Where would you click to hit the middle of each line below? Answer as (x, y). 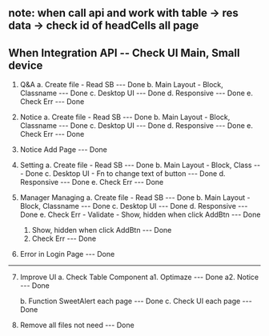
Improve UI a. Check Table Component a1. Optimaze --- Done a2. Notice (139, 277)
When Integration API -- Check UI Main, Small (124, 52)
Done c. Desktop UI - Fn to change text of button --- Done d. (125, 174)
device (26, 65)
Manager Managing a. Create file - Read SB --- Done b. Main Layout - (135, 198)
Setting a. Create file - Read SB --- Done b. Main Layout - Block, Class (136, 165)
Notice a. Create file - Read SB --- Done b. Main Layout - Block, (125, 117)
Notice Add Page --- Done (64, 150)
